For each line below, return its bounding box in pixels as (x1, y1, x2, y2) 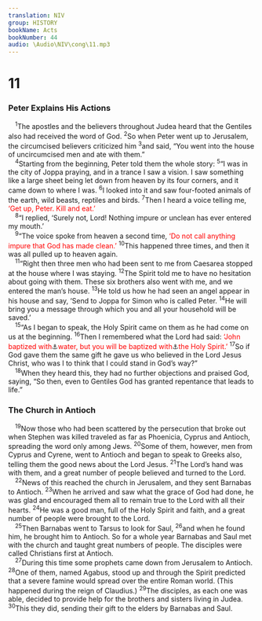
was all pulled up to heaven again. (8, 249, 118, 259)
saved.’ (8, 313, 31, 322)
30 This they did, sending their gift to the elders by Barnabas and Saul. (8, 602, 233, 613)
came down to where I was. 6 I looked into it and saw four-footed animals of (8, 184, 251, 195)
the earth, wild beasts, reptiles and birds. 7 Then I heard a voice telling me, (8, 193, 247, 204)
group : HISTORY (8, 19, 58, 27)
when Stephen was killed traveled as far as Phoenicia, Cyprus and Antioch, (8, 432, 251, 441)
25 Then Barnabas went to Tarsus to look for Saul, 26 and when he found (15, 522, 246, 533)
